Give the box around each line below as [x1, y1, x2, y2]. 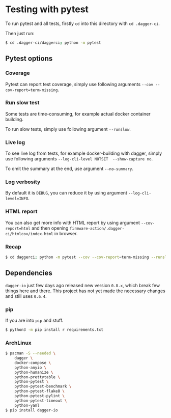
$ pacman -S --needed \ [5, 351, 56, 356]
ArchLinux [5, 339, 32, 346]
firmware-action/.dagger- [69, 226, 125, 231]
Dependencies [5, 269, 52, 277]
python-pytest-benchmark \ [14, 384, 72, 389]
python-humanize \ [14, 370, 53, 375]
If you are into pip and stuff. [5, 317, 64, 323]
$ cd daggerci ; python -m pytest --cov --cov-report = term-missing [5, 255, 149, 260]
